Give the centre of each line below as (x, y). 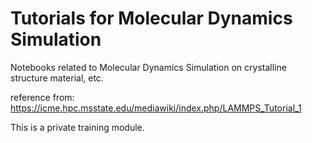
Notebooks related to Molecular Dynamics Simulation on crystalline (148, 67)
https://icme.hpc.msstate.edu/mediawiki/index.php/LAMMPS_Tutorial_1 (156, 108)
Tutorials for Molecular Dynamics (151, 18)
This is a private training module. (77, 127)
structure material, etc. (57, 78)
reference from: (42, 97)
